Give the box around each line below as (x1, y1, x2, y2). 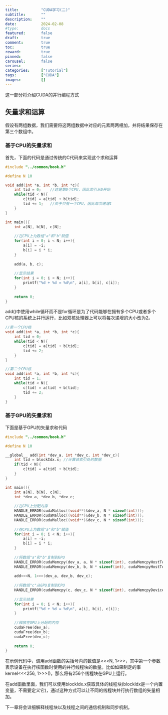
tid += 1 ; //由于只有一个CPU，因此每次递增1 (23, 201, 112, 206)
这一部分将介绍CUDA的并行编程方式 (5, 91, 79, 98)
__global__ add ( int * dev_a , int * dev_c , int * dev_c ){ (5, 453, 120, 458)
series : (5, 63, 21, 68)
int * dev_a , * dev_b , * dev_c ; (14, 494, 75, 499)
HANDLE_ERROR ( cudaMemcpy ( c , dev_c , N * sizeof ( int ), (14, 588, 126, 593)
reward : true (5, 49, 50, 54)
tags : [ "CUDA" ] (5, 73, 59, 78)
